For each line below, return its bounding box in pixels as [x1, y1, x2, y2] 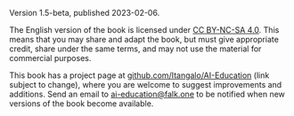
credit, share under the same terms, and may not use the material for [9, 43, 262, 54]
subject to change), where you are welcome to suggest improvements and [9, 80, 282, 89]
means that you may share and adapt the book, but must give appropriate [9, 35, 279, 44]
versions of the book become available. [9, 98, 154, 109]
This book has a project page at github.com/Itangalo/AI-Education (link [9, 70, 270, 81]
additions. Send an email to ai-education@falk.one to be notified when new [9, 89, 285, 99]
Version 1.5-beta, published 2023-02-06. [9, 8, 160, 18]
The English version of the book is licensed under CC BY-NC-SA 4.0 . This [9, 25, 280, 35]
